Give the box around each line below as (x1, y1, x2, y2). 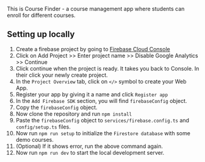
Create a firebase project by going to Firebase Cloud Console (15, 45, 170, 52)
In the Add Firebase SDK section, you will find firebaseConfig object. (15, 97, 187, 104)
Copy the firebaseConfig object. (15, 104, 98, 111)
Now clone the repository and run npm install (15, 110, 132, 118)
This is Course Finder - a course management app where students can (7, 5, 185, 12)
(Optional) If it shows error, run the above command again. (15, 143, 164, 150)
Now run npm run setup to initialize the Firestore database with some (15, 129, 191, 136)
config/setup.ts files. (15, 123, 71, 130)
